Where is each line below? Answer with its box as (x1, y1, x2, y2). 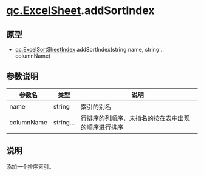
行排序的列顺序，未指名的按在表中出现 (80, 113, 190, 122)
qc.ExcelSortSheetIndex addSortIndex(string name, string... (15, 46, 164, 53)
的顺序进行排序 (80, 123, 123, 131)
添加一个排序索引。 (6, 163, 55, 170)
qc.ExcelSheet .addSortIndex (6, 4, 155, 18)
